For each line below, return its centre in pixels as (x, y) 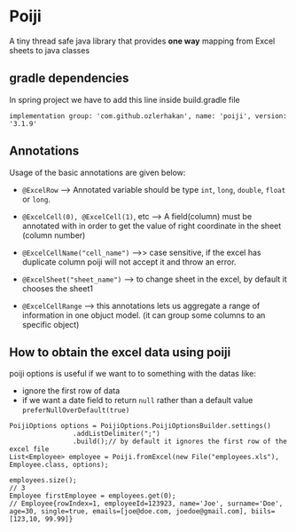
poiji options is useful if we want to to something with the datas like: (133, 374)
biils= (263, 512)
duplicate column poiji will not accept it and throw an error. (129, 262)
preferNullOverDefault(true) (76, 410)
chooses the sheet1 (57, 288)
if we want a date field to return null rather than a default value (137, 401)
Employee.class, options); (59, 465)
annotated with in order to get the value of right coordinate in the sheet (152, 226)
